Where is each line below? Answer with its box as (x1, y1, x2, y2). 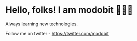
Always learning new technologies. (5, 21, 78, 27)
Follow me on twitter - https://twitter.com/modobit (5, 30, 109, 36)
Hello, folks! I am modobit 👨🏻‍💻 (5, 4, 133, 16)
